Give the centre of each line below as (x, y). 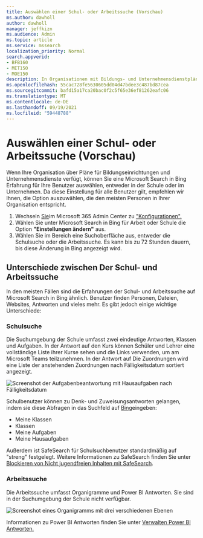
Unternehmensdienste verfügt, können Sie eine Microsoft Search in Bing (96, 179)
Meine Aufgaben (36, 432)
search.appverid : (28, 57)
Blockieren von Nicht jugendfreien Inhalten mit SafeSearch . (80, 464)
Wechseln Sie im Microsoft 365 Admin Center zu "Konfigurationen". (98, 216)
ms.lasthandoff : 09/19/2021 (42, 107)
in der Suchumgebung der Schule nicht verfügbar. (69, 499)
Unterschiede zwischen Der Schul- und (82, 267)
